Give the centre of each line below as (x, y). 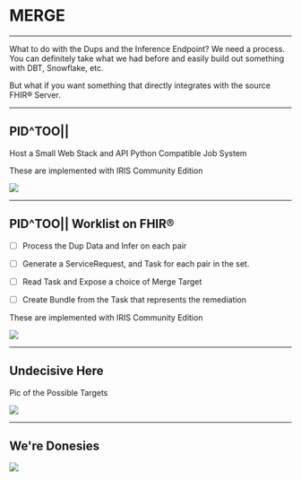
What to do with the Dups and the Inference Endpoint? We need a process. (147, 48)
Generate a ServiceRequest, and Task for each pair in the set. (136, 263)
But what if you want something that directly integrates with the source (140, 85)
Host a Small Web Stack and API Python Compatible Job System (129, 153)
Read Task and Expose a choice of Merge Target (112, 281)
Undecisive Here (57, 371)
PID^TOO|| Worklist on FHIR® (92, 224)
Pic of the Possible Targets (59, 392)
